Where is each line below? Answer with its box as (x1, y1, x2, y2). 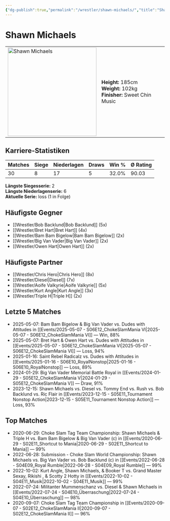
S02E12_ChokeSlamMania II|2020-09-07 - (22, 505, 111, 511)
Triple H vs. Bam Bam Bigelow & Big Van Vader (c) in (12, 435, 122, 441)
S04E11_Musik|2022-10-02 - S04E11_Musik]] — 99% (12, 478, 123, 484)
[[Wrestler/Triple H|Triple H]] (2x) (12, 293, 82, 299)
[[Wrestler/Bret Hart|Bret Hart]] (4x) (12, 227, 88, 233)
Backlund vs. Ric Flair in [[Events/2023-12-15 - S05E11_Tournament (12, 391, 153, 397)
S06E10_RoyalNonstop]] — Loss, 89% (12, 364, 92, 370)
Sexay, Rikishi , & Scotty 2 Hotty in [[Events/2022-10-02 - (12, 473, 133, 479)
